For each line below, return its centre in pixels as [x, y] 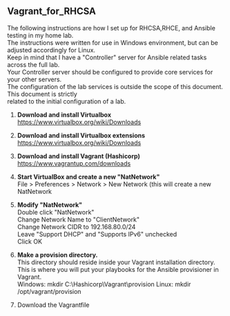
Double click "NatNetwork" [56, 212]
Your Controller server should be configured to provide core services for [110, 72]
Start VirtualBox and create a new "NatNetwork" [88, 177]
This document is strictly [42, 94]
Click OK [30, 241]
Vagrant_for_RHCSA [52, 11]
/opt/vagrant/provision [49, 291]
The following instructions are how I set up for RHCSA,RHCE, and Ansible [111, 28]
